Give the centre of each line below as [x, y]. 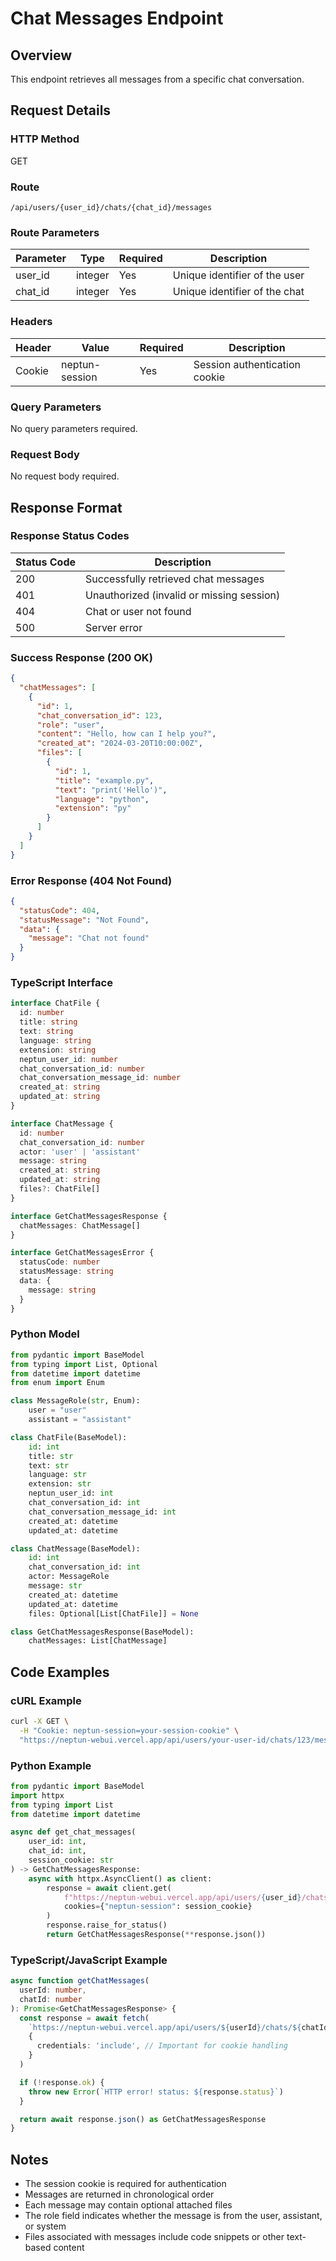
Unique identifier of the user [238, 275]
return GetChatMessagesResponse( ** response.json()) [156, 1935]
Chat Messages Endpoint [117, 18]
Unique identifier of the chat [238, 292]
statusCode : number [60, 1262]
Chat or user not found [138, 611]
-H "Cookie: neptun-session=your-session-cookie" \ [129, 1730]
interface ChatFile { [55, 1003]
